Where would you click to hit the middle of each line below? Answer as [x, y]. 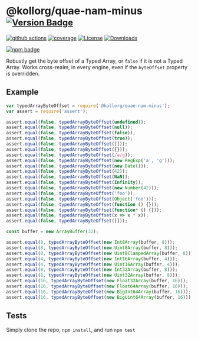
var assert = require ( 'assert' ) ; [47, 111]
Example [22, 92]
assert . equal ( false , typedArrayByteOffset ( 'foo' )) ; [71, 193]
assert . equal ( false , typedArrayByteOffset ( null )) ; [70, 127]
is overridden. [23, 73]
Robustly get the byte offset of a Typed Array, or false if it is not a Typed [95, 61]
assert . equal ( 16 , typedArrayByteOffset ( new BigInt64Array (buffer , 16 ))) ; [99, 292]
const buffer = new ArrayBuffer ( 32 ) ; [52, 232]
